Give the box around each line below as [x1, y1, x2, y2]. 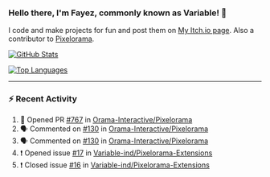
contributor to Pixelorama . [8, 34, 95, 43]
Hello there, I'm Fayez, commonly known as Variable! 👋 [8, 7, 227, 19]
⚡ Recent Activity [8, 93, 78, 105]
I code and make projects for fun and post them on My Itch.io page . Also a [8, 26, 255, 35]
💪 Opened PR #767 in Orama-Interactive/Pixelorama [19, 114, 193, 124]
